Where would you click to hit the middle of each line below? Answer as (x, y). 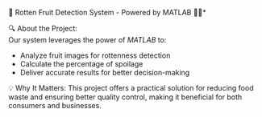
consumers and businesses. (55, 105)
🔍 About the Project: (43, 28)
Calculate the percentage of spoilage (81, 64)
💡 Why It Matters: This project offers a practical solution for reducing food (131, 88)
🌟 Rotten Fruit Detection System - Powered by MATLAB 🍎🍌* (108, 12)
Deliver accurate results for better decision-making (105, 73)
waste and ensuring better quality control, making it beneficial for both (125, 97)
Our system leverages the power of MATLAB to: (87, 40)
